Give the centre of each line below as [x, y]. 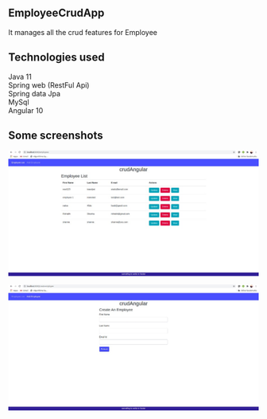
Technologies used [56, 58]
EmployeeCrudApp [56, 13]
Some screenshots [56, 136]
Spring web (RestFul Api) [49, 85]
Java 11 [20, 76]
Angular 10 [26, 110]
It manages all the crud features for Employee [83, 32]
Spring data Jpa [35, 93]
